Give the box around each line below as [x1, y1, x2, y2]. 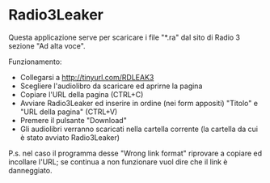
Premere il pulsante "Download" [19, 115, 127, 125]
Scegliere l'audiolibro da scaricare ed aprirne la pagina [19, 81, 203, 91]
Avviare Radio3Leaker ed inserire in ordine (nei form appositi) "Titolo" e [19, 98, 259, 108]
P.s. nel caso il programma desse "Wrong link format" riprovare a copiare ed [8, 148, 263, 158]
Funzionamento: [8, 57, 62, 66]
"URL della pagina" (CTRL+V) [19, 107, 118, 117]
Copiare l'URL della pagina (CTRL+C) [19, 89, 144, 99]
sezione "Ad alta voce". [8, 40, 86, 50]
